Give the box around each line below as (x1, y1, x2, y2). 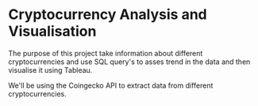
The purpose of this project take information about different (8, 48, 203, 58)
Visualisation (8, 22, 97, 40)
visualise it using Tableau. (8, 65, 93, 74)
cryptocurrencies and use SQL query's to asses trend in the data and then (8, 57, 251, 66)
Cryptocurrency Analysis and (8, 6, 208, 24)
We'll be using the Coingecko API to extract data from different (8, 81, 214, 90)
